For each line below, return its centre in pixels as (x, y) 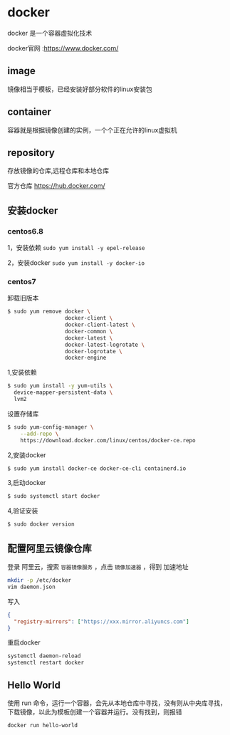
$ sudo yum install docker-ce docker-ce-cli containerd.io (97, 468)
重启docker (24, 642)
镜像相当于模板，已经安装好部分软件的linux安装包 (80, 89)
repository (31, 153)
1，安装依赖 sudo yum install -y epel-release (76, 248)
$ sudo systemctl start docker (54, 496)
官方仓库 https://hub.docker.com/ (56, 186)
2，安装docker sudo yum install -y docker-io (76, 263)
